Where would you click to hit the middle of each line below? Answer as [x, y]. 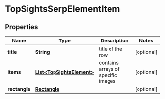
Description [114, 41]
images [108, 81]
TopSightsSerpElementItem [63, 9]
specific [108, 75]
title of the [111, 49]
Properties [22, 27]
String [42, 52]
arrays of [109, 69]
